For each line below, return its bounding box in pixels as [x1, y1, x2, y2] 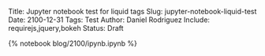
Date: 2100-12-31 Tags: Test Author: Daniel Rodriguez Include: [8, 15, 211, 24]
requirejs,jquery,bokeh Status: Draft [8, 24, 124, 32]
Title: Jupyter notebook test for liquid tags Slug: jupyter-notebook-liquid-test [8, 7, 257, 16]
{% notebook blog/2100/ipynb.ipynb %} [8, 39, 138, 48]
